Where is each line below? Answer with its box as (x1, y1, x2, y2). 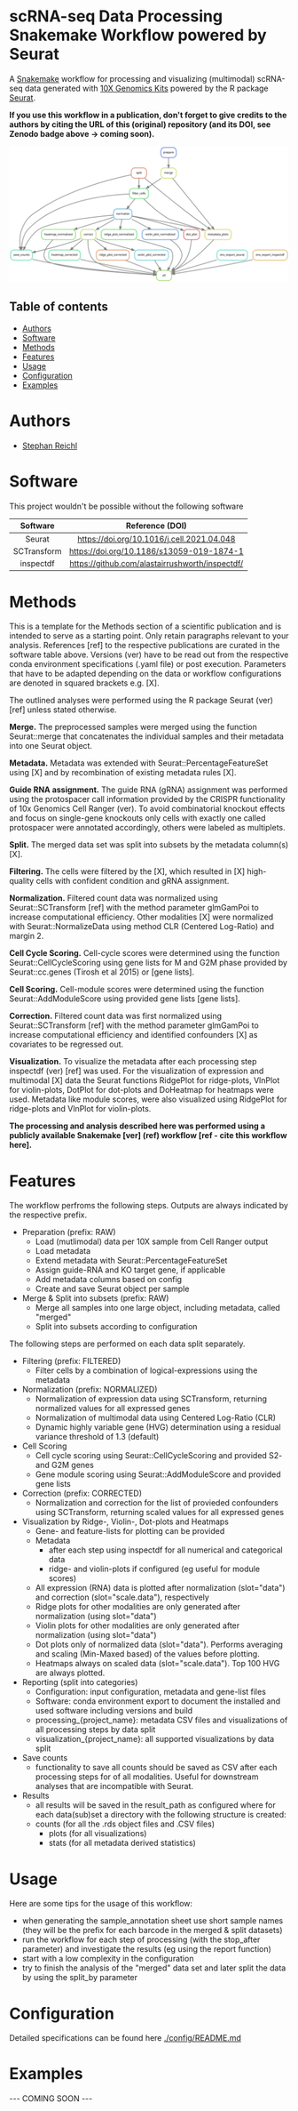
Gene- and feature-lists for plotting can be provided (35, 1526, 225, 1537)
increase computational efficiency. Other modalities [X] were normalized (9, 911, 274, 922)
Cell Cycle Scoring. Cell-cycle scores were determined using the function (9, 948, 280, 959)
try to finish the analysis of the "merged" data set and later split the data (21, 1963, 286, 1973)
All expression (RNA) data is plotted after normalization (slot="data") (35, 1583, 286, 1593)
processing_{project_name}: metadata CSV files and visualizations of (35, 1714, 288, 1726)
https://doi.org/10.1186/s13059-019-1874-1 (69, 545, 244, 557)
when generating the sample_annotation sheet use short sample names (21, 1915, 284, 1926)
